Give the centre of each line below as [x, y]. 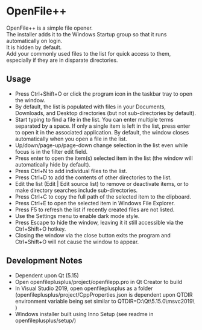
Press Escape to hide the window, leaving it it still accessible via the [99, 222]
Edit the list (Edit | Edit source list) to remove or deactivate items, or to [102, 183]
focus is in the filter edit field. [51, 151]
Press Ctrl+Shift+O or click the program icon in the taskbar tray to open [104, 94]
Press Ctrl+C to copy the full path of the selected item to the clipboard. [103, 196]
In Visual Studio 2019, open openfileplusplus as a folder [84, 288]
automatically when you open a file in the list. [71, 139]
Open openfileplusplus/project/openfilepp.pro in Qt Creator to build [99, 282]
